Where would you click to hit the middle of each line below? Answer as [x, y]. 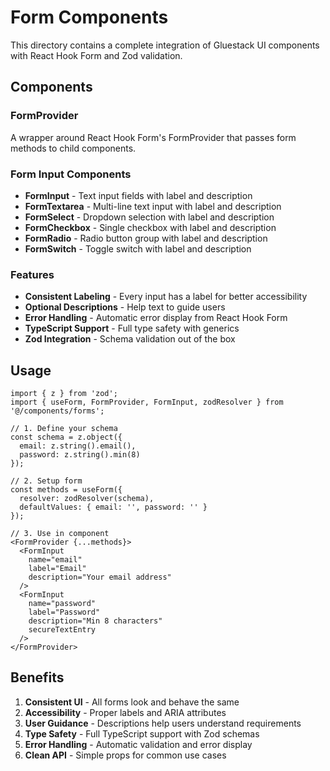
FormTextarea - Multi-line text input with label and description [153, 206]
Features [32, 274]
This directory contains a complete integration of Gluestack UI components [165, 45]
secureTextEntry [62, 630]
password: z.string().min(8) [80, 455]
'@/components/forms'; [57, 411]
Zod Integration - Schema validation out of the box [130, 339]
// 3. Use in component [60, 534]
